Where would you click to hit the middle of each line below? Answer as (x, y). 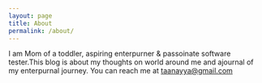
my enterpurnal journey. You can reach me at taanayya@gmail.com (121, 71)
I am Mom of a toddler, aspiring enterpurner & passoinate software (120, 54)
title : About (30, 23)
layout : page (30, 16)
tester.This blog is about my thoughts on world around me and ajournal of (131, 62)
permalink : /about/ (41, 31)
